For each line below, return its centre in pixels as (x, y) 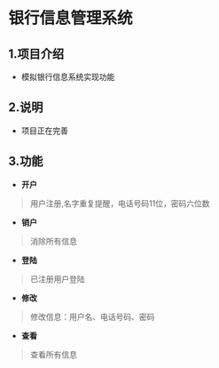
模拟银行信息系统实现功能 (68, 77)
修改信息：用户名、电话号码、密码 (92, 316)
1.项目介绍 (36, 54)
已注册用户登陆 (57, 279)
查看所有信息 (53, 354)
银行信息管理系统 (71, 18)
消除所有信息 (53, 241)
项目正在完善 (44, 131)
